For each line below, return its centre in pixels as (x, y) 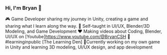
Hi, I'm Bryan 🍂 (23, 8)
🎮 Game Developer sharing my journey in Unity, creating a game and (77, 19)
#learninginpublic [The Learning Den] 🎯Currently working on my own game (82, 42)
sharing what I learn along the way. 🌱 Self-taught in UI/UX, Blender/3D (77, 26)
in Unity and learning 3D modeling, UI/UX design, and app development (79, 47)
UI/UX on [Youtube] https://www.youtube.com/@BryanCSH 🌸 (68, 37)
